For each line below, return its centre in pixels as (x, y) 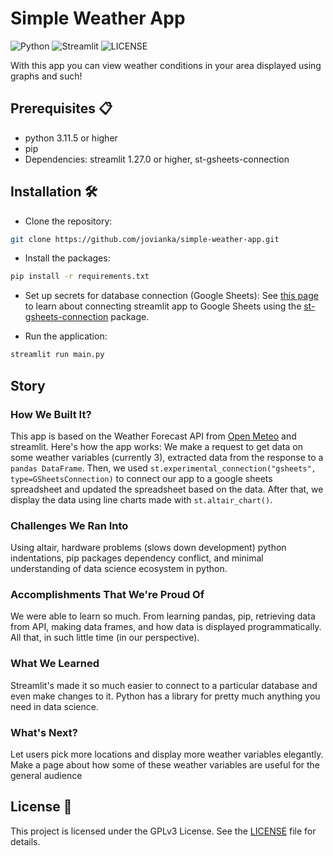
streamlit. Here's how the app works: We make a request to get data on (156, 446)
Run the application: (66, 336)
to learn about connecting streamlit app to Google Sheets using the (163, 306)
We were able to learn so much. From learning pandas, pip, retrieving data (163, 616)
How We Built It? (51, 414)
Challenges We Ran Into (69, 525)
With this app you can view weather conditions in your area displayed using (166, 65)
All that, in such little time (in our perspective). (105, 638)
